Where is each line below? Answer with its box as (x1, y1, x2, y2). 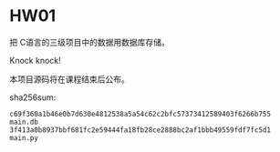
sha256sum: (9, 92, 57, 103)
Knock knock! (9, 55, 61, 66)
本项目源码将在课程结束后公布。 (9, 74, 130, 85)
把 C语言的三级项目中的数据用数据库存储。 (9, 36, 171, 47)
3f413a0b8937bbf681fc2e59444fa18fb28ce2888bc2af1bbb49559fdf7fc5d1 (9, 125, 272, 135)
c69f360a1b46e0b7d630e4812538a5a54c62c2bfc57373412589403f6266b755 (9, 109, 272, 118)
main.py (9, 133, 39, 142)
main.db (9, 117, 39, 127)
